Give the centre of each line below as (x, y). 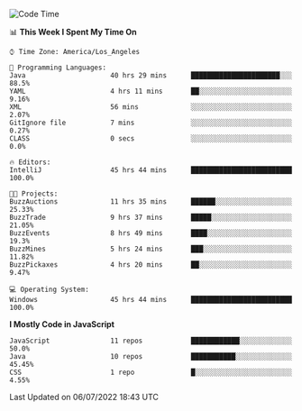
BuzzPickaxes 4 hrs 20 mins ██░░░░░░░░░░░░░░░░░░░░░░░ (151, 265)
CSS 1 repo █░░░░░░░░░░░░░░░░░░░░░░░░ (151, 372)
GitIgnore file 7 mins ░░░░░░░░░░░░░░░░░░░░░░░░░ (151, 123)
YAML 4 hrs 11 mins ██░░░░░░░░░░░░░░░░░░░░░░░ (151, 91)
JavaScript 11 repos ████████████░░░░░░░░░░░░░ (151, 341)
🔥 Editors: (30, 162)
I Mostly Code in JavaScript (62, 324)
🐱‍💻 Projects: (34, 194)
